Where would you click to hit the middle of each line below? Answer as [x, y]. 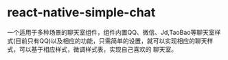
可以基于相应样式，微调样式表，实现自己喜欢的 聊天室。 [98, 49]
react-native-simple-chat [81, 13]
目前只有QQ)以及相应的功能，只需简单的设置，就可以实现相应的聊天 [111, 41]
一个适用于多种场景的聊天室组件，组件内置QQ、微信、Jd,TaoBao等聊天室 [111, 32]
